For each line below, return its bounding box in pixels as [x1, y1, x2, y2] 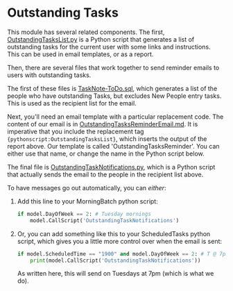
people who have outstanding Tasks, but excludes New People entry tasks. [7, 92, 222, 100]
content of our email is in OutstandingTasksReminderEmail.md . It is [7, 119, 198, 128]
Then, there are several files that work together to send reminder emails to [7, 63, 220, 72]
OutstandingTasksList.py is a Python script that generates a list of [7, 35, 195, 43]
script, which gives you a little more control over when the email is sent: [17, 237, 223, 245]
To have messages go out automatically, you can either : [7, 183, 166, 192]
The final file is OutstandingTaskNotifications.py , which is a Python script [7, 163, 216, 171]
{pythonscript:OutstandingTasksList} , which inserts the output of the [7, 134, 207, 143]
